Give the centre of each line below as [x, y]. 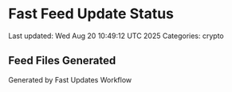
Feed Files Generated [62, 61]
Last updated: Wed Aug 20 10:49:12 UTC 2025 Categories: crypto [116, 36]
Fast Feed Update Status [91, 14]
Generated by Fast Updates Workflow [70, 79]
